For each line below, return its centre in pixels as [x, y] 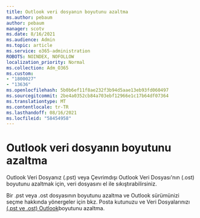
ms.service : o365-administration [48, 51]
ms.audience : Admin [31, 40]
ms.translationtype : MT [36, 101]
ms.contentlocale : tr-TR [37, 107]
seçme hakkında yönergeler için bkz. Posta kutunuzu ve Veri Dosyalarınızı [98, 202]
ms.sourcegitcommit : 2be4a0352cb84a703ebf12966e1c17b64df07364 [88, 96]
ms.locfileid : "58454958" [39, 118]
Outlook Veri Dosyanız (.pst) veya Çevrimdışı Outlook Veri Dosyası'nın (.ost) [100, 178]
